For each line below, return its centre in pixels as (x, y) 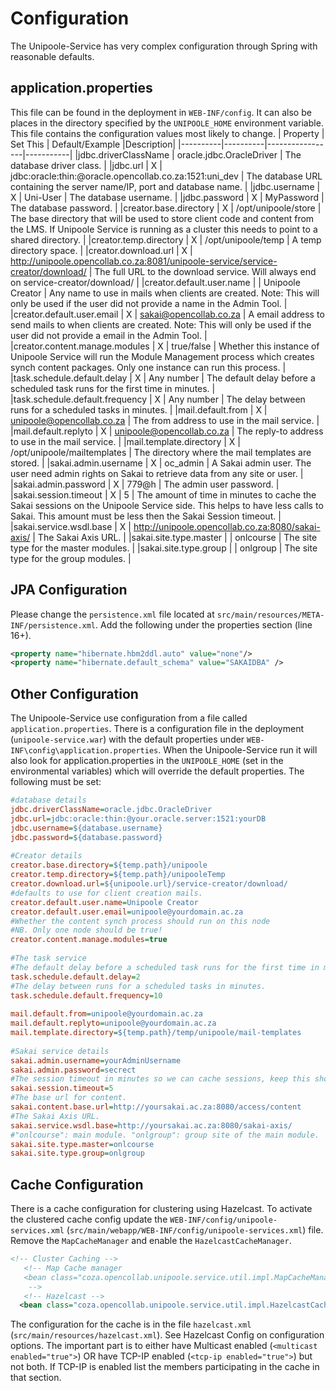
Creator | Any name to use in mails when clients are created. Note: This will (165, 293)
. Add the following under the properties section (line (204, 624)
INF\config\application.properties (84, 751)
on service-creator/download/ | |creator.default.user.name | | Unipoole (155, 282)
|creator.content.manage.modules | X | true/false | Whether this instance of (165, 346)
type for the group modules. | (71, 558)
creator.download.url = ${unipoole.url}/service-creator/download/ (149, 884)
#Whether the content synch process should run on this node (140, 921)
